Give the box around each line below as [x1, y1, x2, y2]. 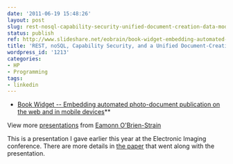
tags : [7, 74, 23, 82]
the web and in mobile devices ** [17, 108, 111, 116]
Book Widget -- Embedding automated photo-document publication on [17, 100, 221, 108]
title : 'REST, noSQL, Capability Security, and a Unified [7, 42, 178, 49]
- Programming [7, 68, 49, 75]
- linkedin [7, 81, 39, 88]
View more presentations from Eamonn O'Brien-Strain [7, 121, 162, 129]
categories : [7, 56, 42, 63]
